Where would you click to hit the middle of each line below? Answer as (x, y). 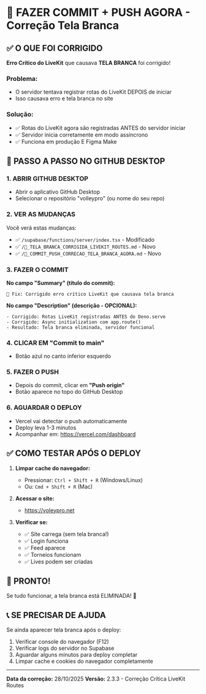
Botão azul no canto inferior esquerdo (63, 356)
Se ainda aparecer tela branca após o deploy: (64, 630)
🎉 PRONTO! (29, 581)
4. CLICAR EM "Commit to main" (55, 342)
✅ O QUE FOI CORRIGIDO (55, 48)
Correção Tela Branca (63, 25)
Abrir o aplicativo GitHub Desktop (57, 192)
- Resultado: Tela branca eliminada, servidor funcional (81, 327)
